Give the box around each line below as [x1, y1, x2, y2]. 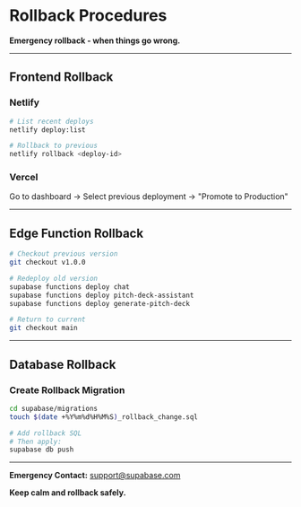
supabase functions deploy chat [9, 282, 130, 292]
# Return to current [9, 315, 87, 324]
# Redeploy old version [9, 274, 99, 283]
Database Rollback [9, 356, 116, 372]
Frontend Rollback [9, 69, 114, 85]
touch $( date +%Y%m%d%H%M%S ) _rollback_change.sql [9, 412, 199, 422]
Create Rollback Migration [9, 383, 125, 396]
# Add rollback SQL [9, 428, 82, 438]
